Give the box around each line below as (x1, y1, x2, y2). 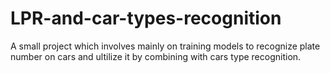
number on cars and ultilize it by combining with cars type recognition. (10, 50, 302, 62)
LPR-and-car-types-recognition (10, 7, 282, 30)
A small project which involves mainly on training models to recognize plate (10, 40, 321, 52)
